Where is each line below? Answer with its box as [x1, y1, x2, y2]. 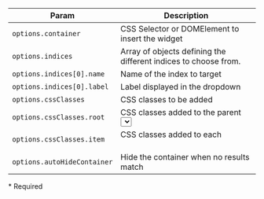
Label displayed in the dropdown [120, 82, 241, 92]
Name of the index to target [120, 68, 222, 79]
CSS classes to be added [120, 94, 214, 105]
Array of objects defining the [120, 46, 226, 57]
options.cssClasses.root [12, 112, 105, 121]
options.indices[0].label [12, 83, 109, 91]
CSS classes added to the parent [120, 107, 242, 117]
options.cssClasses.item [12, 135, 105, 144]
